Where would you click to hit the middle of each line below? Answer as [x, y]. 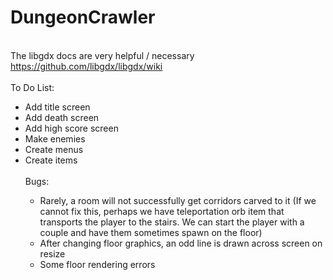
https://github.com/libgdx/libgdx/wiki [86, 66]
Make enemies [55, 138]
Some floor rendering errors [97, 264]
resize [52, 253]
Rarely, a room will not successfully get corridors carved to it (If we [178, 200]
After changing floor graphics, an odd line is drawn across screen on [181, 243]
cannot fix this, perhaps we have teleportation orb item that [162, 211]
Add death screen [62, 117]
